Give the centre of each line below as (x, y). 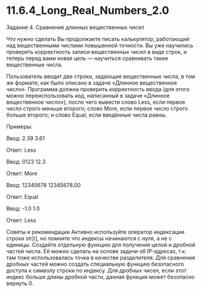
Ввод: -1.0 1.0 (23, 208)
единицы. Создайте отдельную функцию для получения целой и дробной (101, 245)
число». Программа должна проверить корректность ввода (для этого (98, 89)
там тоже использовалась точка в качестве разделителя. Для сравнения (101, 257)
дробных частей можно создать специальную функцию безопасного (95, 264)
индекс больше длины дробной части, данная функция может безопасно (100, 277)
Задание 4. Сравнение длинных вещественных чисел (75, 27)
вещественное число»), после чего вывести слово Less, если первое (96, 102)
